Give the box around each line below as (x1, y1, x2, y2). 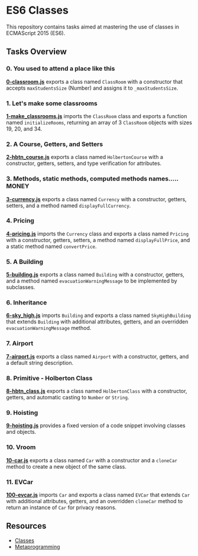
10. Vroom (6, 443, 36, 452)
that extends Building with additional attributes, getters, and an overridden (6, 318, 189, 325)
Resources (6, 521, 47, 531)
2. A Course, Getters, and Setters (6, 140, 103, 148)
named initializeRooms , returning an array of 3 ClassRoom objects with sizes (6, 119, 192, 126)
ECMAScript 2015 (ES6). (6, 29, 66, 36)
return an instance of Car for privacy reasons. (6, 504, 117, 511)
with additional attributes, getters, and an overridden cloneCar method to (6, 497, 183, 504)
